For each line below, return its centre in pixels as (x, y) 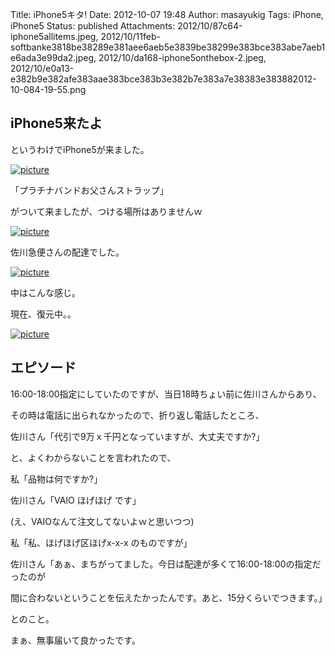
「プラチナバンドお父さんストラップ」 (89, 190)
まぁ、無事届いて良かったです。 (75, 640)
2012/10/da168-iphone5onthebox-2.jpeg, (182, 57)
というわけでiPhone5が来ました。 (80, 149)
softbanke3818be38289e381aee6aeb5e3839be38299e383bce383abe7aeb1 (168, 47)
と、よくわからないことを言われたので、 (93, 457)
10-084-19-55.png (48, 89)
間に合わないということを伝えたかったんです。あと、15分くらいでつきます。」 (169, 597)
